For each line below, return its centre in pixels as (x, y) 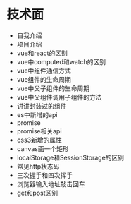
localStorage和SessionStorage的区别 (70, 157)
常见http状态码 (38, 166)
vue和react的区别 (42, 53)
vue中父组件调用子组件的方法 (60, 97)
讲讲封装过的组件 (42, 106)
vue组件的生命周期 (44, 79)
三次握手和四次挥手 (45, 175)
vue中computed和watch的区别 (61, 61)
